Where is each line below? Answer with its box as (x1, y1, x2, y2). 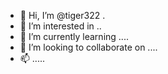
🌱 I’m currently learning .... (19, 31, 129, 42)
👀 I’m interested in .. (19, 20, 102, 32)
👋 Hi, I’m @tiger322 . (19, 10, 106, 21)
